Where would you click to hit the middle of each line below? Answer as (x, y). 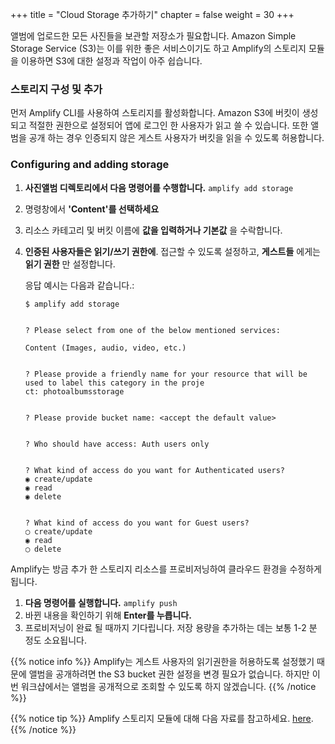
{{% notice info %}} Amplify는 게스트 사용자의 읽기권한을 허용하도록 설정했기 (162, 661)
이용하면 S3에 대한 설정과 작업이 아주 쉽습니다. (111, 61)
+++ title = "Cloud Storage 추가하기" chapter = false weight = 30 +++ (152, 14)
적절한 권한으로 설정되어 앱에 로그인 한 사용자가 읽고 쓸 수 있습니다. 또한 (168, 125)
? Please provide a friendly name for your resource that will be (166, 374)
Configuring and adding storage (90, 165)
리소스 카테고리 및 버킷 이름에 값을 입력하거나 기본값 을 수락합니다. (153, 230)
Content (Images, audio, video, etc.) (105, 348)
